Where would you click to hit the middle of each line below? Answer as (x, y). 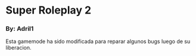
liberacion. (18, 48)
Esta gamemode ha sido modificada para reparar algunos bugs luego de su (98, 41)
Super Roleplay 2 (49, 10)
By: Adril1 (20, 29)
